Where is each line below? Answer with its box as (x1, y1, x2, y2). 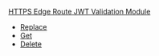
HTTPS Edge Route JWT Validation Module (8, 7, 151, 16)
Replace (19, 22, 47, 31)
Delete (19, 39, 43, 49)
